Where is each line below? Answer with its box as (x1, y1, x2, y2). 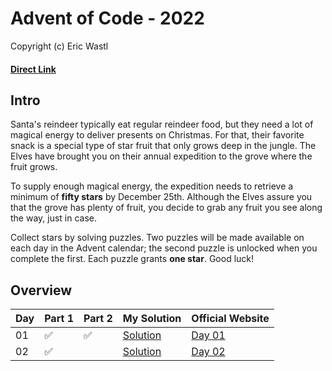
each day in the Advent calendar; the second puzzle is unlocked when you (10, 242, 318, 254)
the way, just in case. (10, 212, 98, 224)
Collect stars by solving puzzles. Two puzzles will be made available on (10, 232, 305, 244)
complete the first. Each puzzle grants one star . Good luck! (10, 253, 255, 265)
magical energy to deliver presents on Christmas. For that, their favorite (10, 129, 305, 141)
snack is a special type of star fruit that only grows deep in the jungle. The (10, 140, 317, 152)
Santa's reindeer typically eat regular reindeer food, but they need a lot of (10, 118, 314, 131)
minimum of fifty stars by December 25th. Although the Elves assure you (10, 191, 313, 203)
